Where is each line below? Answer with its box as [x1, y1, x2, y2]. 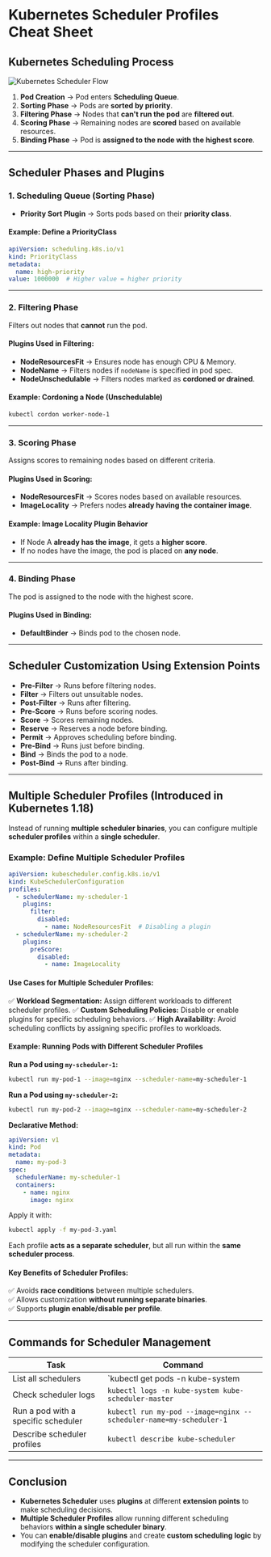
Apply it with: [8, 1210, 52, 1220]
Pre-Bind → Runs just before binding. [19, 741, 145, 750]
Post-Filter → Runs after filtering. [19, 698, 131, 707]
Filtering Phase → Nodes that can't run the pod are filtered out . [19, 109, 235, 119]
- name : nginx [23, 1188, 70, 1196]
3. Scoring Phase [8, 437, 77, 448]
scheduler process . [8, 1249, 75, 1259]
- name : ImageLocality [44, 960, 121, 968]
